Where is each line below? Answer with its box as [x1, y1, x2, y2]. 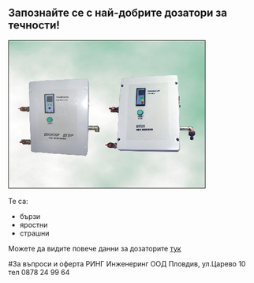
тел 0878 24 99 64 [8, 267, 70, 277]
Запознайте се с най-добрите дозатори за [8, 6, 227, 20]
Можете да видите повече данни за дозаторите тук [8, 243, 181, 253]
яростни [19, 220, 48, 229]
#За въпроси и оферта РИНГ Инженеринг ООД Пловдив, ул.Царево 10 [8, 258, 246, 268]
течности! [8, 19, 61, 32]
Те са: [8, 196, 29, 206]
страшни [19, 228, 50, 238]
